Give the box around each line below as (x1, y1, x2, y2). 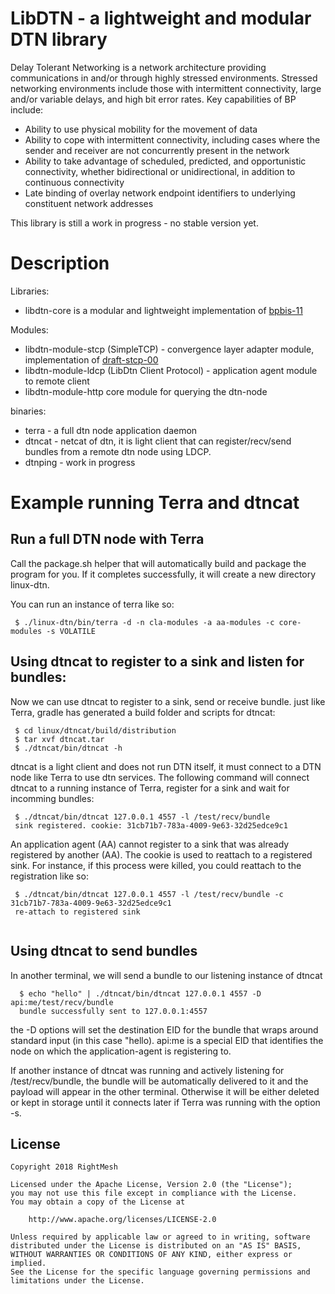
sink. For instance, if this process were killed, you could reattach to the (10, 859, 302, 871)
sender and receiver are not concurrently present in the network (24, 144, 290, 156)
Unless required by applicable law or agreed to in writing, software (10, 1232, 311, 1242)
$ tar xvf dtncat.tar (14, 734, 105, 744)
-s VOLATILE (46, 626, 97, 636)
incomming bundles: (10, 792, 95, 804)
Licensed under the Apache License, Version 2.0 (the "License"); (10, 1180, 293, 1190)
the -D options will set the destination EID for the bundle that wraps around (10, 1023, 319, 1036)
